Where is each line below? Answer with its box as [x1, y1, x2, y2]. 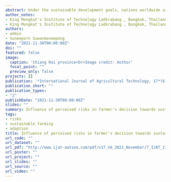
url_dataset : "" [5, 140, 40, 145]
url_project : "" [5, 154, 40, 160]
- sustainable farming [5, 121, 53, 126]
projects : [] [5, 74, 33, 79]
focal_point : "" [10, 64, 44, 69]
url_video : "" [5, 169, 36, 174]
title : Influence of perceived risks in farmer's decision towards [5, 131, 152, 136]
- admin [5, 31, 22, 36]
